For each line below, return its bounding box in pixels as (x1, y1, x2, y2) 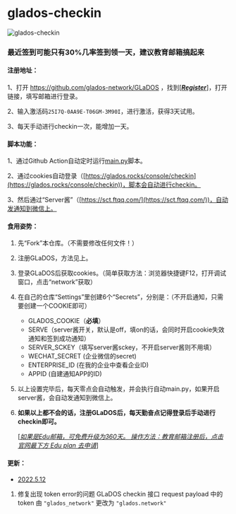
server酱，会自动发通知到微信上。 (17, 394, 117, 402)
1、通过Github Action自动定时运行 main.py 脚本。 (7, 157, 147, 165)
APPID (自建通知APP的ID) (27, 370, 102, 378)
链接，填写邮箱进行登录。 (7, 92, 82, 100)
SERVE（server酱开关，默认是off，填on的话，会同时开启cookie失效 (27, 325, 225, 334)
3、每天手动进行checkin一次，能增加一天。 (7, 122, 133, 131)
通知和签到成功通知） (27, 334, 90, 343)
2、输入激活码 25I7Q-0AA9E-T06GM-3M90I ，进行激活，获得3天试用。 (7, 107, 199, 116)
